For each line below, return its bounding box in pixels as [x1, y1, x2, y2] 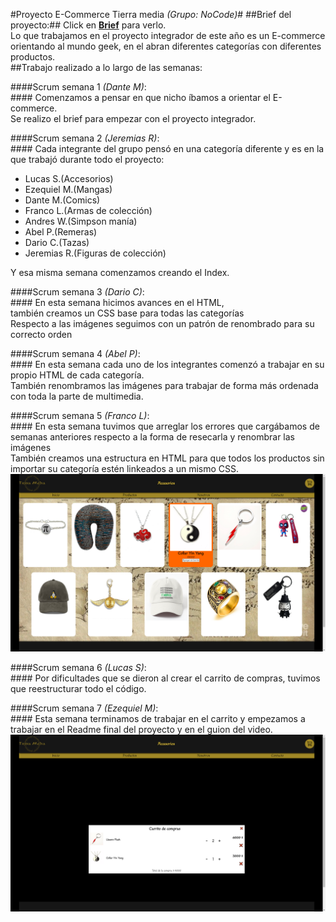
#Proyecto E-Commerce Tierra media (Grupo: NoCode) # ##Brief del [10, 9, 292, 20]
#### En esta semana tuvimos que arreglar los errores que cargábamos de [10, 420, 320, 432]
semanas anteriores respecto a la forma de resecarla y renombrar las [10, 431, 295, 443]
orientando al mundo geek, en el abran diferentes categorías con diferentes [10, 40, 322, 52]
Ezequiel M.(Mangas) [24, 184, 113, 195]
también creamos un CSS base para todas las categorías [10, 307, 245, 319]
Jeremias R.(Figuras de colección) [24, 247, 167, 259]
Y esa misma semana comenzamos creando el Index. [10, 267, 230, 278]
